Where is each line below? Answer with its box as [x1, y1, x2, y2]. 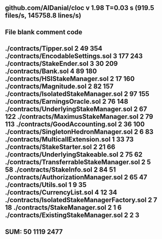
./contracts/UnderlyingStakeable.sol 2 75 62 [5, 150, 143, 159]
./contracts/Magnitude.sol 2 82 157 [5, 82, 114, 91]
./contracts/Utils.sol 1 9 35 [5, 181, 87, 189]
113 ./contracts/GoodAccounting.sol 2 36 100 [5, 120, 145, 128]
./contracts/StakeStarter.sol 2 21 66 [5, 143, 116, 151]
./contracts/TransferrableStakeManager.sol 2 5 [5, 158, 151, 166]
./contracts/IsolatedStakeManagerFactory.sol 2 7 [5, 196, 158, 204]
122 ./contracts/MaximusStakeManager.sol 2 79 [5, 112, 153, 121]
